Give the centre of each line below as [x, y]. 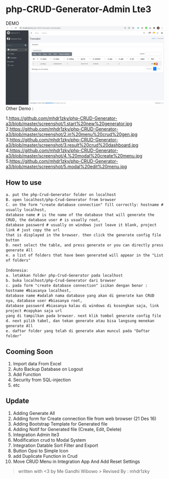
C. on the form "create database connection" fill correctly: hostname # [85, 205]
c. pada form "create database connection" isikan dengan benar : [77, 286]
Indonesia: [17, 271]
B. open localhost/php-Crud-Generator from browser [61, 200]
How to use [24, 182]
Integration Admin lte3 [36, 435]
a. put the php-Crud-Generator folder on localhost [61, 195]
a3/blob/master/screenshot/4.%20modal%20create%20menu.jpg [74, 156]
